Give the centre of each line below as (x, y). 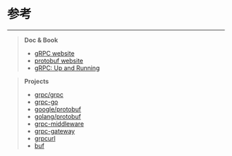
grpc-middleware (59, 124)
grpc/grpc (49, 94)
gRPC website (54, 53)
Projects (37, 81)
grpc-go (46, 102)
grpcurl (45, 138)
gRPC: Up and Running (67, 68)
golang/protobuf (58, 116)
